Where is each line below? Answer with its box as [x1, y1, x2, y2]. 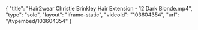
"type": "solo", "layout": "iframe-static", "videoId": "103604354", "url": [5, 11, 179, 18]
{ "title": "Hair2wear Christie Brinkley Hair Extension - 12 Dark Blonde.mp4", [5, 5, 193, 12]
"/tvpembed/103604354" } [5, 18, 72, 24]
